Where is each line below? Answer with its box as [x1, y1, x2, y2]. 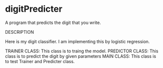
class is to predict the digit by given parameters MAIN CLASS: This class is [5, 53, 156, 59]
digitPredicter [5, 3, 63, 15]
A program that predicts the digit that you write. [5, 20, 102, 25]
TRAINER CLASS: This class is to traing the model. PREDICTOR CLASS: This [5, 48, 159, 54]
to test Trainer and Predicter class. [5, 58, 75, 64]
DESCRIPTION [5, 29, 34, 35]
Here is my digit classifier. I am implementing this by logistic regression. [5, 38, 150, 45]
